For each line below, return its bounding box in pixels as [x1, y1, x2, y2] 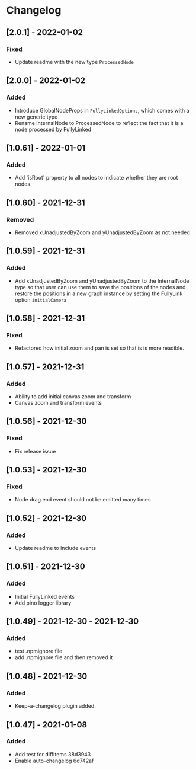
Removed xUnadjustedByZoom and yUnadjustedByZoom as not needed [14, 229, 191, 236]
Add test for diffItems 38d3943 [14, 750, 91, 758]
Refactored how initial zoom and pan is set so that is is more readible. [14, 344, 185, 352]
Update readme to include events [14, 545, 97, 552]
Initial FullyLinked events [14, 593, 75, 600]
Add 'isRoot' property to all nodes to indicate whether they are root [14, 174, 178, 181]
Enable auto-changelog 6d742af [14, 757, 94, 764]
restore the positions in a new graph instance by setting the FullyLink [14, 290, 183, 297]
